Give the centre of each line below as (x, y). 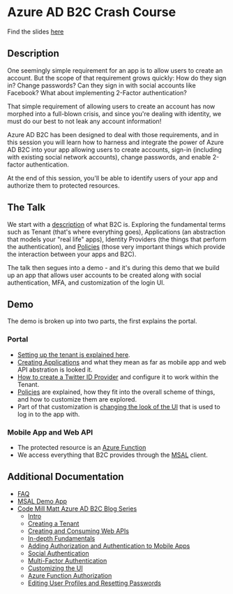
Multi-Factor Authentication (67, 560)
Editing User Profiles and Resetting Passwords (95, 583)
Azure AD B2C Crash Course (92, 12)
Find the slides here (36, 31)
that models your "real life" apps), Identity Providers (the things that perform (117, 239)
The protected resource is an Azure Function (82, 447)
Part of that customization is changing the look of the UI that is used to (119, 406)
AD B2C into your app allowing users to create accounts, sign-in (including (114, 149)
